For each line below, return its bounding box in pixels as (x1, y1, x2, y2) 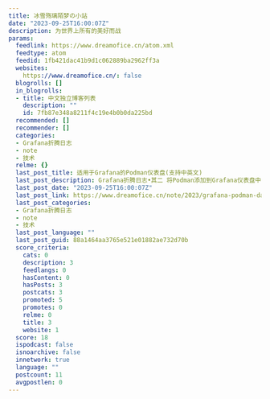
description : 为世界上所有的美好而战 (8, 27, 121, 35)
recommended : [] (15, 117, 70, 125)
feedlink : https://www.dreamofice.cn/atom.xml (15, 42, 174, 50)
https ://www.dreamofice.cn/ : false (22, 72, 142, 80)
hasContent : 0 (22, 274, 70, 282)
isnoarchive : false (15, 348, 81, 356)
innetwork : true (15, 356, 70, 364)
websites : (15, 64, 48, 72)
